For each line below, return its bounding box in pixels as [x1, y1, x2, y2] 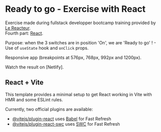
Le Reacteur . [5, 25, 31, 31]
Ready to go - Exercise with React [5, 3, 146, 15]
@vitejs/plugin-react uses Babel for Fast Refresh [12, 116, 112, 122]
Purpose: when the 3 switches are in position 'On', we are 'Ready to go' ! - [5, 39, 157, 45]
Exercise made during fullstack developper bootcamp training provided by [5, 20, 156, 26]
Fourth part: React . [5, 30, 43, 36]
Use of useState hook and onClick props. [5, 45, 89, 51]
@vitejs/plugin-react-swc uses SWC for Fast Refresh [12, 121, 120, 127]
